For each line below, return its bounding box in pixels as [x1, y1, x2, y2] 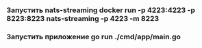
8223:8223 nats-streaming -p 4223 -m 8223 [6, 14, 160, 23]
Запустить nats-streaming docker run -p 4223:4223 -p [6, 5, 196, 15]
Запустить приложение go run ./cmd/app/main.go [6, 32, 181, 41]
